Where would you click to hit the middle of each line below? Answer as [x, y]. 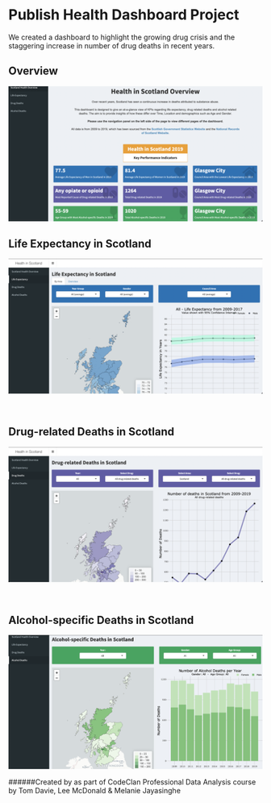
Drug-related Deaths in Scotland [92, 432]
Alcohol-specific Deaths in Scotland [101, 620]
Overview [33, 71]
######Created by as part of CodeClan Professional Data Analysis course [132, 782]
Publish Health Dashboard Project [124, 15]
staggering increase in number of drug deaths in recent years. [112, 45]
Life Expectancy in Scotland [80, 243]
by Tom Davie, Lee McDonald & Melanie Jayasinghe [95, 791]
